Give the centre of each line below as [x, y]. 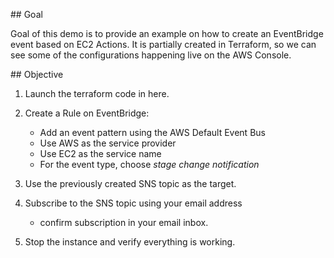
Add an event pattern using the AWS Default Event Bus [152, 132]
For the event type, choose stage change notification [149, 164]
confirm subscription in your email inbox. [124, 222]
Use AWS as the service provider [108, 143]
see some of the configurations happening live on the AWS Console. [151, 55]
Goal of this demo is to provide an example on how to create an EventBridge [167, 33]
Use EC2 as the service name [100, 153]
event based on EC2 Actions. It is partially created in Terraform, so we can [163, 44]
